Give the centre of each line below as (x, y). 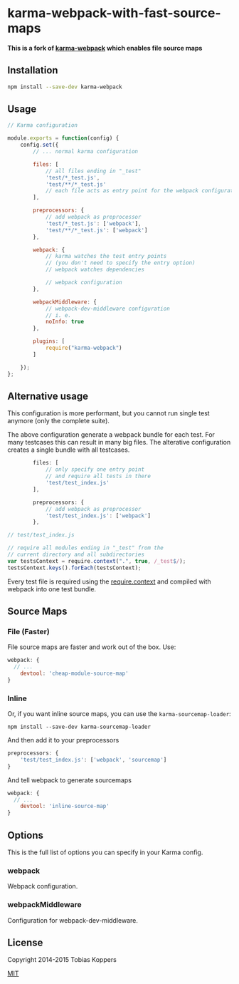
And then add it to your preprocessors (63, 740)
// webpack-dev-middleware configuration (108, 309)
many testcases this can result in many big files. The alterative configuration (119, 442)
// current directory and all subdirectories (76, 554)
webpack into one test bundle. (52, 589)
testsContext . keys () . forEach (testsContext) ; (74, 568)
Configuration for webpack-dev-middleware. (73, 920)
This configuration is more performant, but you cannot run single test (108, 413)
